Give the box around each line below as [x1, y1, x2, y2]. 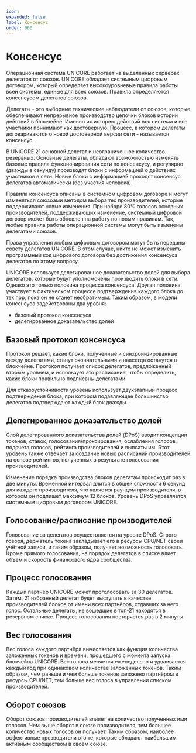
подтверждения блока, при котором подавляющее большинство [6, 393, 169, 400]
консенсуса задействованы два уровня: [6, 300, 106, 307]
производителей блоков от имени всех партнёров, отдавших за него [6, 601, 179, 608]
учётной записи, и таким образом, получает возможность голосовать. [6, 544, 184, 551]
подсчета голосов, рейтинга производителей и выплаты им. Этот [6, 443, 170, 451]
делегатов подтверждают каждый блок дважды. [6, 399, 128, 405]
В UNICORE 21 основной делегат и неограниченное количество [6, 148, 166, 155]
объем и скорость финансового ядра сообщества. [6, 556, 133, 563]
